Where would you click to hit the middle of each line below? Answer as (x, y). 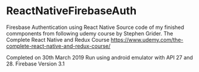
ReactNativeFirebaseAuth (71, 11)
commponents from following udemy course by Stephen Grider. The (90, 33)
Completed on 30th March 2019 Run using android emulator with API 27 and (100, 57)
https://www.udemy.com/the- (147, 40)
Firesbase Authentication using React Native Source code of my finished (95, 27)
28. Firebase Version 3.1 (35, 64)
